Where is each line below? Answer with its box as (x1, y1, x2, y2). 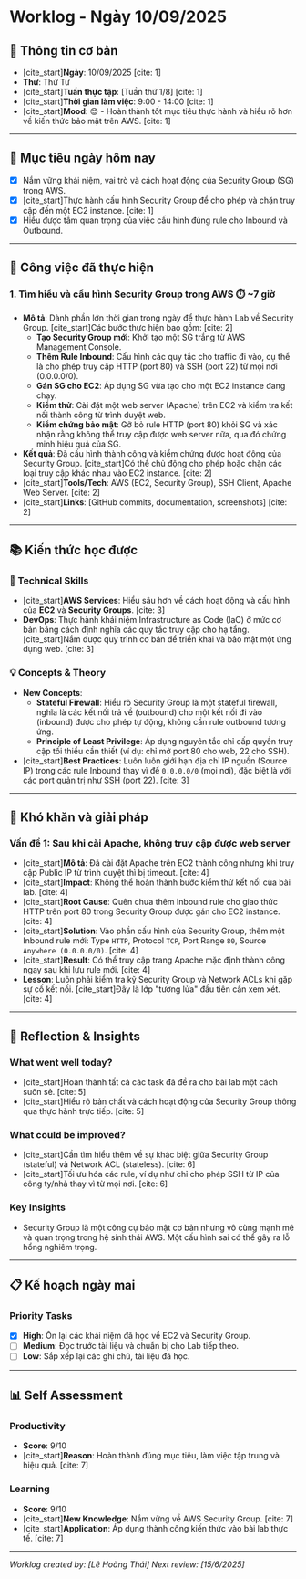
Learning (9, 1482, 50, 1495)
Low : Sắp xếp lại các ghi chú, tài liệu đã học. (22, 1351, 190, 1362)
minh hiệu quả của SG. (36, 438, 121, 449)
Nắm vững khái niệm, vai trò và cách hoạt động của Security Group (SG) (22, 174, 294, 185)
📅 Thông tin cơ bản (9, 43, 118, 58)
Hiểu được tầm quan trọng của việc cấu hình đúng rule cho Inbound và (22, 215, 289, 226)
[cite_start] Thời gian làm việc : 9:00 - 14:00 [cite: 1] (22, 96, 214, 107)
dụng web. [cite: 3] (22, 644, 95, 655)
